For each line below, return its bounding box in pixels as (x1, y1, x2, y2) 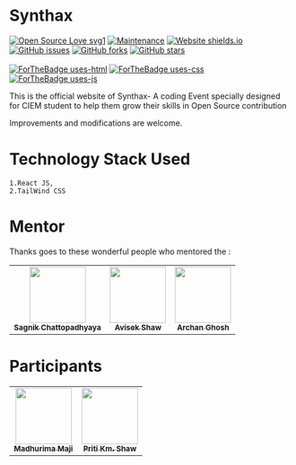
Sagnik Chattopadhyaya (13, 322, 101, 332)
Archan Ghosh (176, 322, 230, 332)
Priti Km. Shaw (83, 443, 137, 453)
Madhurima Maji (13, 443, 74, 453)
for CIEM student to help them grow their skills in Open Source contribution (9, 100, 287, 110)
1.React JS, (9, 179, 54, 188)
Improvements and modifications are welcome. (9, 118, 183, 128)
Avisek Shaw (114, 322, 162, 332)
